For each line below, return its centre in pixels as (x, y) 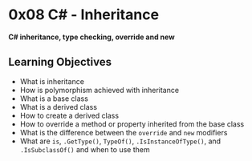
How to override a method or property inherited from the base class (132, 124)
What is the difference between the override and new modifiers (124, 132)
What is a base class (54, 99)
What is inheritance (52, 81)
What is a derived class (59, 107)
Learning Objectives (60, 62)
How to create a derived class (69, 115)
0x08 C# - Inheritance (83, 15)
